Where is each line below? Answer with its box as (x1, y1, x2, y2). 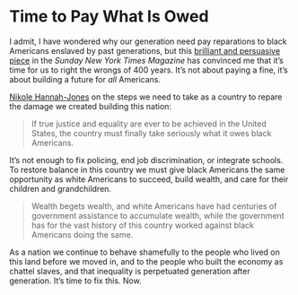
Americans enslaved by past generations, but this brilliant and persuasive (9, 45, 281, 56)
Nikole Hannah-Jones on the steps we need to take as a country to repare (9, 91, 283, 102)
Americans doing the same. (31, 229, 134, 239)
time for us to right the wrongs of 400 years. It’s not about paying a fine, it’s (9, 65, 289, 75)
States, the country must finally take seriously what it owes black (31, 127, 272, 138)
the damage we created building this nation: (9, 100, 172, 111)
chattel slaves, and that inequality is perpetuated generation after (9, 265, 250, 276)
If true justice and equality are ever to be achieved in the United (31, 118, 267, 129)
